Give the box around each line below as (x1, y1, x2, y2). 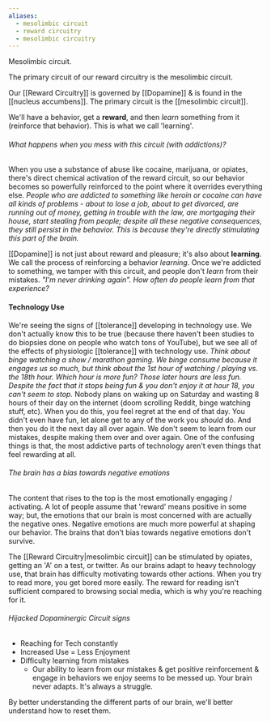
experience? (8, 284, 50, 293)
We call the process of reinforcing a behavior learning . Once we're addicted (8, 258, 261, 267)
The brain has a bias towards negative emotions (8, 468, 170, 478)
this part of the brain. (8, 233, 79, 243)
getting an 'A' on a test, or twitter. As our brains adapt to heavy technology (8, 560, 256, 570)
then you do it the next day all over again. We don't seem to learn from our (8, 423, 256, 434)
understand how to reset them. (8, 706, 112, 716)
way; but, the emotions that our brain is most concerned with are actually (8, 510, 252, 519)
